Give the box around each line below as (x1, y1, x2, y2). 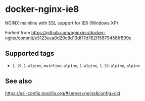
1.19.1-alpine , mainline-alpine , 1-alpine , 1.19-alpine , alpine (12, 62, 140, 68)
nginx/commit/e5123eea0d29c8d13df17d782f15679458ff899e (5, 35, 132, 41)
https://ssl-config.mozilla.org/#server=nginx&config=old (5, 90, 121, 96)
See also (5, 77, 32, 86)
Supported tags (5, 49, 54, 58)
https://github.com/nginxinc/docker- (31, 29, 105, 35)
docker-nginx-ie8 (5, 3, 79, 15)
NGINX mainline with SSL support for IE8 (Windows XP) (5, 20, 119, 26)
